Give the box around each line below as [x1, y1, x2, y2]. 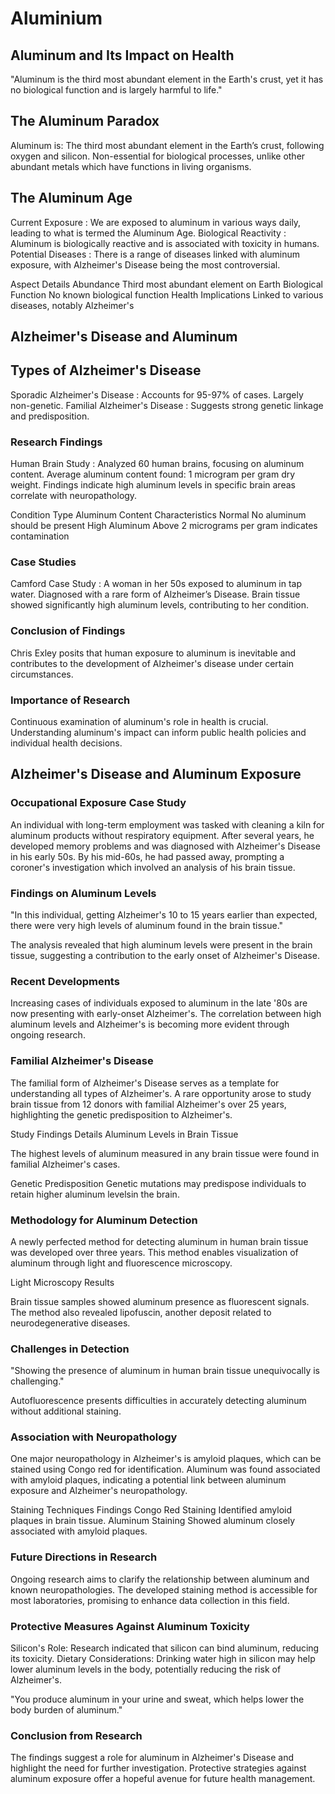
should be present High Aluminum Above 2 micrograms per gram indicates [10, 520, 318, 532]
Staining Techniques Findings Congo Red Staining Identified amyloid [10, 1504, 293, 1516]
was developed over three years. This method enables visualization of [10, 1246, 299, 1258]
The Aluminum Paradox [10, 113, 160, 130]
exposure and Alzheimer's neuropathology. [10, 1485, 188, 1497]
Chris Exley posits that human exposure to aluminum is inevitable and [10, 647, 297, 659]
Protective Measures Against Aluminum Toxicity [10, 1619, 250, 1633]
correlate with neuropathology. [10, 490, 138, 502]
